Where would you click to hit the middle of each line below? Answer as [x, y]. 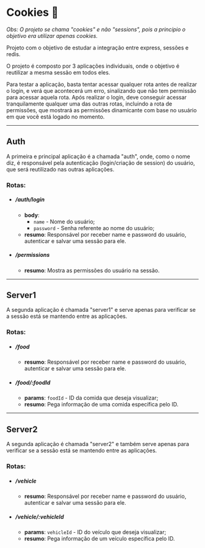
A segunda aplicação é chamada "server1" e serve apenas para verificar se [101, 310]
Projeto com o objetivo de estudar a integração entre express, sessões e [98, 48]
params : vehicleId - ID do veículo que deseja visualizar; [95, 532]
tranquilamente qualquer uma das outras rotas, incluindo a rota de [89, 104]
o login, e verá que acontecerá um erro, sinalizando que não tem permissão [101, 90]
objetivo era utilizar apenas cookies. [52, 35]
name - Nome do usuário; [64, 222]
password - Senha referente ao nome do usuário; [94, 228]
